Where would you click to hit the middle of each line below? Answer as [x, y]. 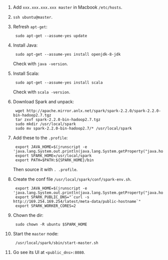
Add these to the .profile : [40, 138]
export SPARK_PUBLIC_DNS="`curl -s [52, 197]
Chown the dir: [28, 215]
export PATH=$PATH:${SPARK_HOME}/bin [54, 160]
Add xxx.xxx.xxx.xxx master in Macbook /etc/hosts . [67, 7]
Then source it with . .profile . [45, 169]
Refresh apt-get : [30, 27]
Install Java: [25, 45]
